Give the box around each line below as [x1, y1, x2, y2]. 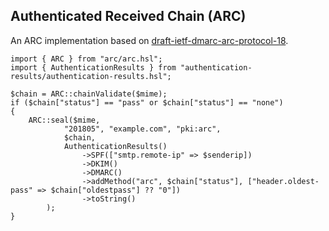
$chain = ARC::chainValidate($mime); [10, 89, 168, 99]
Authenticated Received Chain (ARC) [10, 8, 247, 25]
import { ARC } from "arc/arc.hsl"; [10, 54, 163, 64]
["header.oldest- [247, 176, 320, 186]
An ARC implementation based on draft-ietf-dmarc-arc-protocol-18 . [10, 34, 289, 46]
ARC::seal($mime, [28, 115, 101, 125]
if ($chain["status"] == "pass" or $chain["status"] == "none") [10, 97, 284, 108]
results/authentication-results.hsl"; [10, 71, 172, 81]
